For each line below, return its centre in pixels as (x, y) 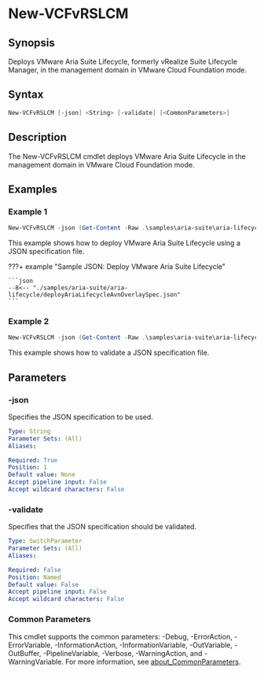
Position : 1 (27, 468)
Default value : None (42, 475)
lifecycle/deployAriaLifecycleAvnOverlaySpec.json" (94, 295)
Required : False (35, 570)
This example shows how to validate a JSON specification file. (109, 353)
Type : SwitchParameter (45, 541)
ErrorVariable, (31, 645)
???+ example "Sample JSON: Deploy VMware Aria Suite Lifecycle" (117, 267)
